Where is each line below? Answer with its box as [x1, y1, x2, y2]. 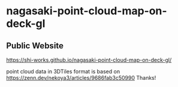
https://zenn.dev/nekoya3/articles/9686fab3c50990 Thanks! [6, 74, 156, 81]
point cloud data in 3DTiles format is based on [6, 68, 120, 75]
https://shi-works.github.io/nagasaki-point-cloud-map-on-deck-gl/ [6, 57, 172, 63]
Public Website [6, 41, 64, 51]
